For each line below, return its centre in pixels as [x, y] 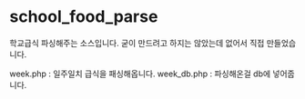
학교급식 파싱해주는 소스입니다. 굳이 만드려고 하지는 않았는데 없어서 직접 [137, 43]
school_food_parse [84, 17]
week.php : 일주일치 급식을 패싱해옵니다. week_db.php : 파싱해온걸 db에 [140, 74]
